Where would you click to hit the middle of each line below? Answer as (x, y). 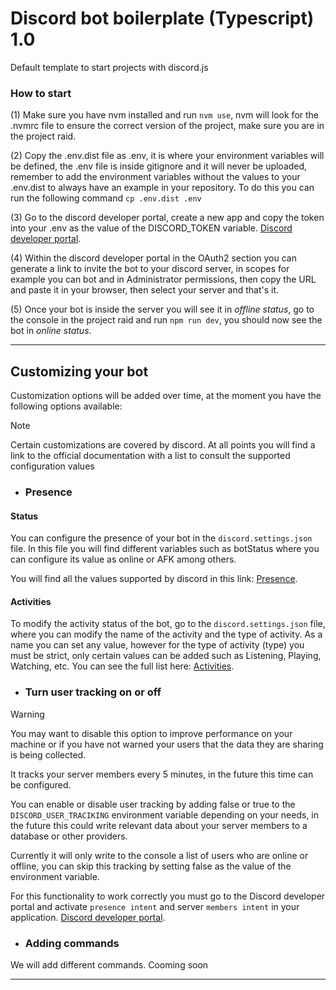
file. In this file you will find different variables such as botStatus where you (165, 549)
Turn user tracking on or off (93, 692)
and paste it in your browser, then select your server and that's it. (145, 290)
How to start (41, 93)
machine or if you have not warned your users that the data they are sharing (167, 744)
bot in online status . (51, 331)
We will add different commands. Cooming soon (109, 964)
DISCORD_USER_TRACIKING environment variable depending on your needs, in (164, 814)
